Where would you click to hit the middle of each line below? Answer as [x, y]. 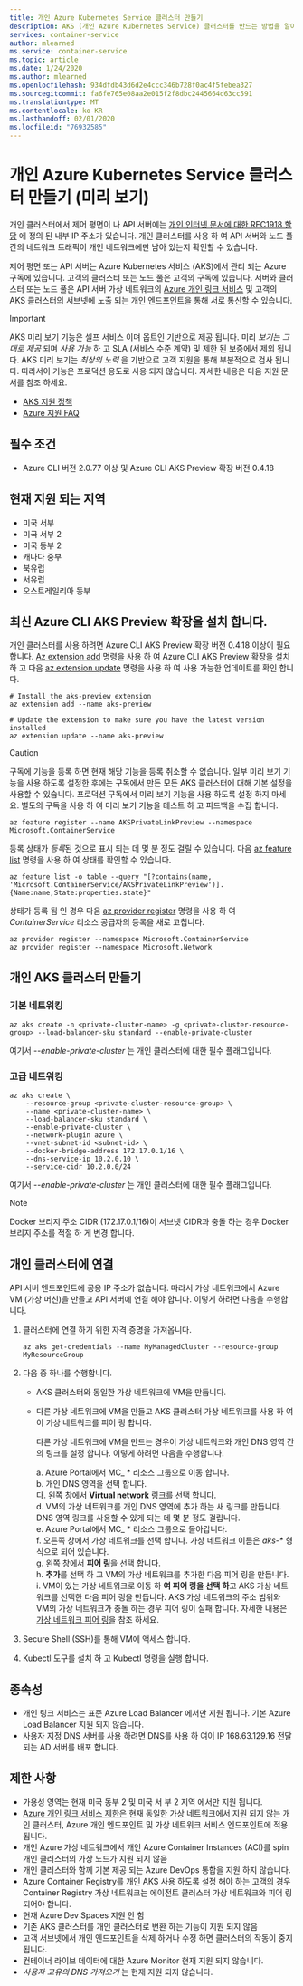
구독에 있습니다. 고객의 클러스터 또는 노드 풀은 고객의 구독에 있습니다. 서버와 [143, 277]
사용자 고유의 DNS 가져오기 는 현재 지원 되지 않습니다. [118, 1972]
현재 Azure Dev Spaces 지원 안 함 [83, 1915]
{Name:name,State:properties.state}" [80, 893]
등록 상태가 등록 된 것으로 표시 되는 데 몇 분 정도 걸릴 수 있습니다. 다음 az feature [151, 849]
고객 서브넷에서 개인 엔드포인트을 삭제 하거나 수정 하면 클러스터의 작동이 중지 [158, 1938]
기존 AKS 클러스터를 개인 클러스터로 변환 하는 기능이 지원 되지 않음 [140, 1926]
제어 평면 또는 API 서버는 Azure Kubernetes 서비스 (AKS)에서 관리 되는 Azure [148, 266]
